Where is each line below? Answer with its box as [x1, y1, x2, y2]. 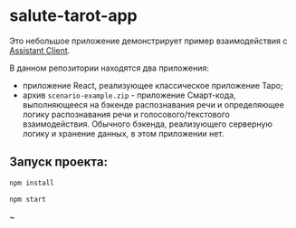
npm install [9, 178, 54, 187]
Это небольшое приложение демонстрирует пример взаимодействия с [9, 35, 288, 46]
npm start [9, 195, 47, 204]
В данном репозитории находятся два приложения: [9, 62, 210, 73]
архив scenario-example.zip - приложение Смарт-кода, [22, 90, 237, 100]
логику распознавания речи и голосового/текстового [22, 109, 231, 119]
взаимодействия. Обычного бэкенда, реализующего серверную [22, 119, 273, 129]
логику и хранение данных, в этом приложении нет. [22, 128, 224, 138]
